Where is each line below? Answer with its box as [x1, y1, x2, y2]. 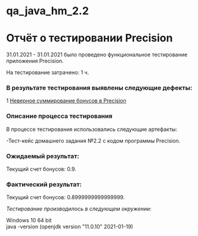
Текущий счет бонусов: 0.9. [6, 165, 76, 173]
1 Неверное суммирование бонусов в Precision [6, 97, 126, 105]
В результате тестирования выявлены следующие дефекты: [6, 84, 193, 92]
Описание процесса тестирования [6, 112, 113, 120]
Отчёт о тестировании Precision [6, 32, 173, 45]
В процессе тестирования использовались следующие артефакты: [6, 125, 178, 133]
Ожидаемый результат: [6, 152, 79, 160]
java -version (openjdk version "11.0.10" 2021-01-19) [6, 223, 134, 230]
